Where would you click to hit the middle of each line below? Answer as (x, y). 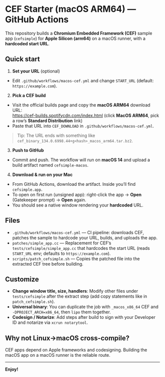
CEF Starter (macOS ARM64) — (70, 9)
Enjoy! (12, 369)
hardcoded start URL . (27, 43)
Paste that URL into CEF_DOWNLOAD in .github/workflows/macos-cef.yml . (83, 126)
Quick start (23, 59)
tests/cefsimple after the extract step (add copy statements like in (80, 296)
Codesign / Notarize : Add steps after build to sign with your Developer (84, 317)
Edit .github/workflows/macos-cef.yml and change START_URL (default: (83, 80)
